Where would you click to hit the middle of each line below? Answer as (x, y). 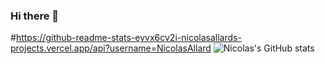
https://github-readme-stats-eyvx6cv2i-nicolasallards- (128, 38)
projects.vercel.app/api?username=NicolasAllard (111, 48)
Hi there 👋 (35, 16)
